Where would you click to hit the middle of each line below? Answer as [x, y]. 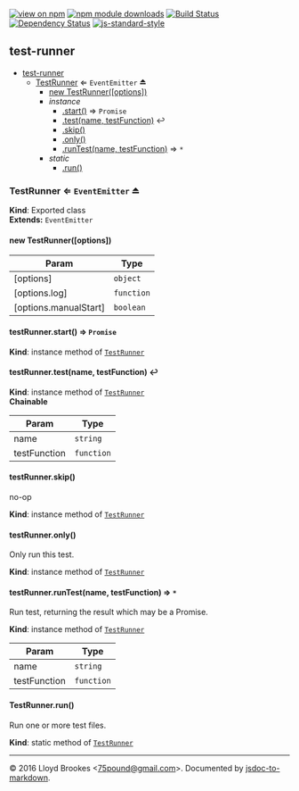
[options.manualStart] [59, 308]
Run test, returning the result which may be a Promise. [109, 612]
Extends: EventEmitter [51, 220]
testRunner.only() [43, 535]
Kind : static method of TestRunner [71, 742]
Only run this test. [42, 554]
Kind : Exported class [48, 211]
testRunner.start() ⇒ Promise [63, 331]
